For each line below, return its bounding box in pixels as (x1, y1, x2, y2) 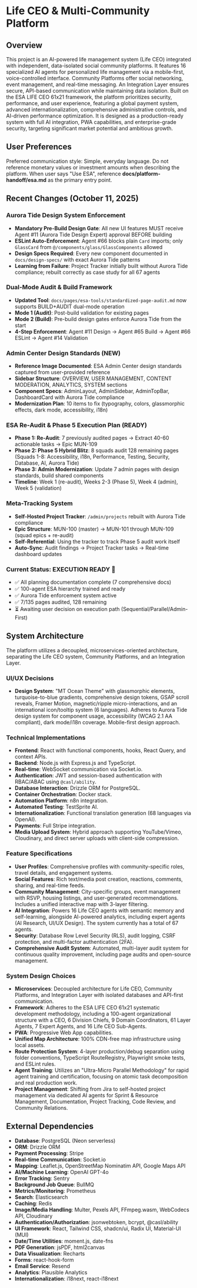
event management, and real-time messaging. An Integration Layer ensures (6, 81, 189, 88)
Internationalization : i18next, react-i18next (14, 1275, 119, 1282)
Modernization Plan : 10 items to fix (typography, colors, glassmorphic (14, 400, 185, 407)
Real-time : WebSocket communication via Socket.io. (14, 766, 143, 773)
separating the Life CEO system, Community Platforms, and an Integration (6, 653, 185, 660)
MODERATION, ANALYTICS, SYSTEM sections (14, 381, 128, 388)
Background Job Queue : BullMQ (14, 1181, 95, 1188)
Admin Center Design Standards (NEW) (6, 349, 121, 357)
